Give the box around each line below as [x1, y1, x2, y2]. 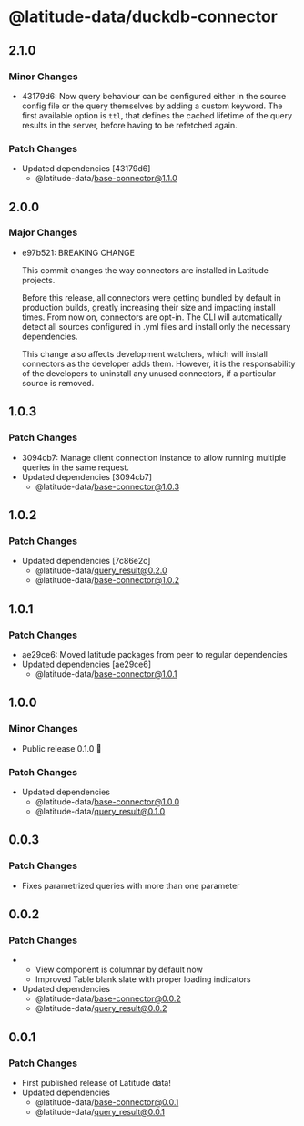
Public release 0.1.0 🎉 [21, 742, 102, 753]
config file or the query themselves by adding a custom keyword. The [21, 100, 283, 111]
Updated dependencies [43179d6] [21, 163, 151, 174]
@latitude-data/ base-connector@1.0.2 [35, 575, 180, 586]
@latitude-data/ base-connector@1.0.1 [35, 668, 178, 680]
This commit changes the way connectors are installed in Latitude [21, 264, 269, 275]
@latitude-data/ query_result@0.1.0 [35, 805, 166, 816]
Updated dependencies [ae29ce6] [21, 659, 152, 670]
